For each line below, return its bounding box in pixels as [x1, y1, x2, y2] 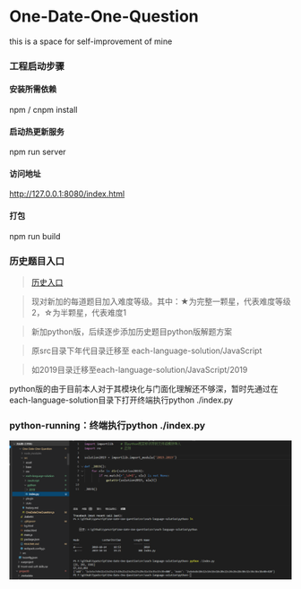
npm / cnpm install [9, 105, 78, 116]
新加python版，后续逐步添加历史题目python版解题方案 [30, 325, 233, 337]
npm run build [9, 230, 61, 241]
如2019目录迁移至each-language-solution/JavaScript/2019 [30, 364, 248, 375]
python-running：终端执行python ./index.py [9, 419, 206, 431]
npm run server [9, 146, 66, 158]
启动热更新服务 [9, 126, 64, 136]
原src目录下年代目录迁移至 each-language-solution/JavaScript [30, 345, 262, 356]
